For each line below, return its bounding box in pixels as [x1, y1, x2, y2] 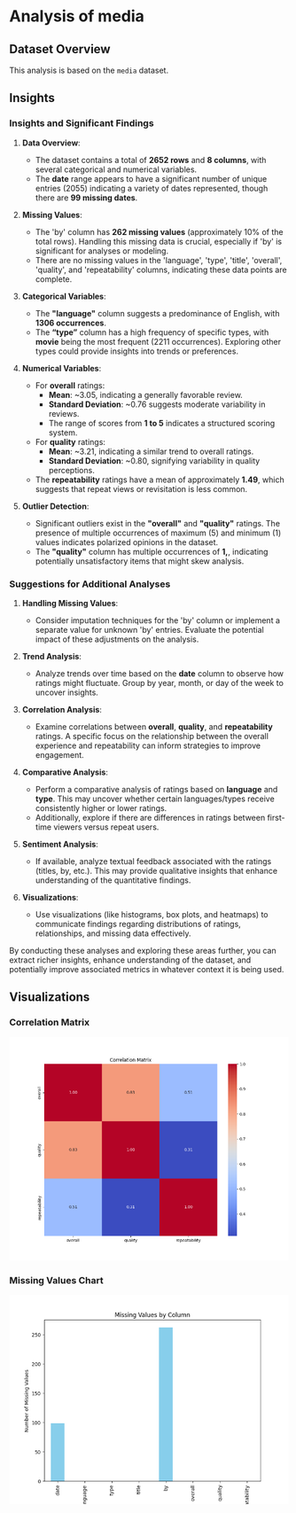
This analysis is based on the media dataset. [9, 65, 169, 75]
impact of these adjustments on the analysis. [35, 634, 199, 644]
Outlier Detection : [21, 501, 90, 511]
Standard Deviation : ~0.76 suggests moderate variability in [48, 399, 266, 409]
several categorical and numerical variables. [35, 164, 198, 175]
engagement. [35, 749, 84, 760]
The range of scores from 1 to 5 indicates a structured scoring [48, 417, 276, 428]
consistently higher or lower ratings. [35, 802, 167, 813]
